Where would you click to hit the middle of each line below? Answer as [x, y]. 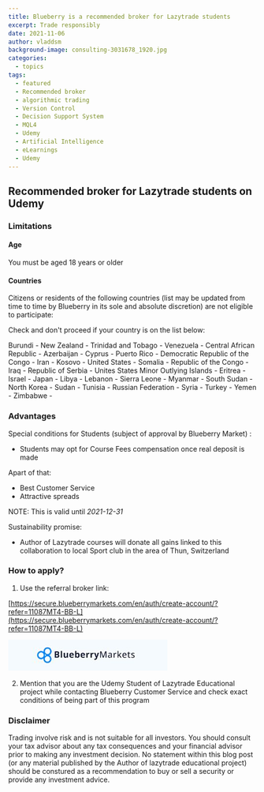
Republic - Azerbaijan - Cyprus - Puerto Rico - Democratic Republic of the [129, 354]
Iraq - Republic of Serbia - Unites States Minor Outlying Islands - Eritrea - [127, 370]
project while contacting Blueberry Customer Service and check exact [134, 692]
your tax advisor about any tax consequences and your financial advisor [125, 746]
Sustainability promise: [45, 527]
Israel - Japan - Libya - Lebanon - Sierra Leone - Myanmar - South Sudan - [131, 379]
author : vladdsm [35, 42]
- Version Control [46, 108]
